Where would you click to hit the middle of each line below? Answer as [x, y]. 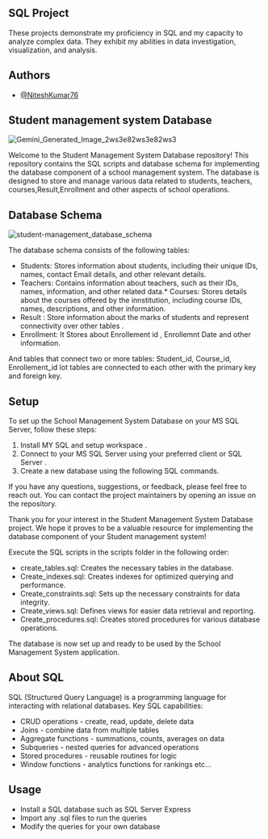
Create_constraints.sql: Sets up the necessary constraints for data [130, 594]
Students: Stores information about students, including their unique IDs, [139, 266]
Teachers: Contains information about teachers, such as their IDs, [129, 283]
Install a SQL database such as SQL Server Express [105, 809]
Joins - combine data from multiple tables [90, 730]
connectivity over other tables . [72, 326]
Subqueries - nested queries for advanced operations [109, 747]
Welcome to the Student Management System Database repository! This [128, 155]
